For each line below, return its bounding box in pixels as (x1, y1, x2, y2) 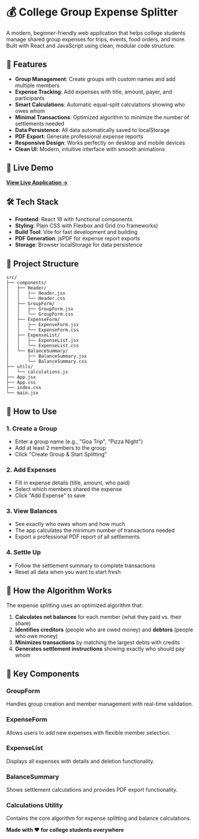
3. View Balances (6, 507, 58, 515)
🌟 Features (6, 59, 47, 70)
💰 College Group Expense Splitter (6, 5, 178, 19)
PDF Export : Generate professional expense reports (14, 133, 143, 140)
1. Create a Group (6, 424, 58, 432)
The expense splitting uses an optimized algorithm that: (6, 602, 143, 609)
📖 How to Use (6, 406, 57, 416)
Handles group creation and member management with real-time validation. (6, 700, 194, 708)
